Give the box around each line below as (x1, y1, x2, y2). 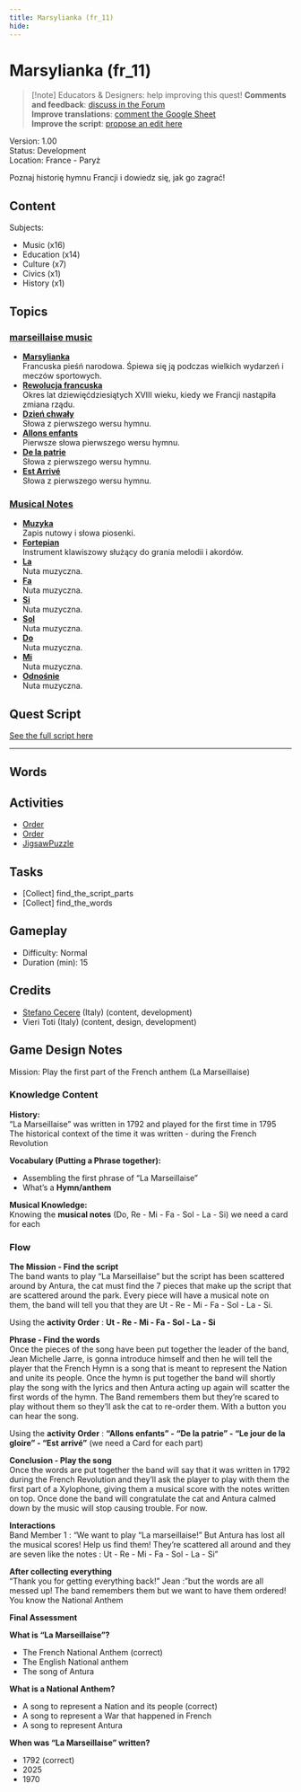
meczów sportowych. (21, 370, 102, 381)
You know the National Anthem (9, 1595, 124, 1606)
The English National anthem (21, 1656, 129, 1667)
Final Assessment (9, 1612, 78, 1623)
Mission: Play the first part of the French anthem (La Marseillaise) (9, 1066, 251, 1077)
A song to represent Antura (21, 1720, 123, 1731)
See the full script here (9, 730, 94, 741)
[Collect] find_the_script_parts (21, 888, 134, 899)
